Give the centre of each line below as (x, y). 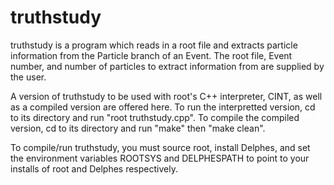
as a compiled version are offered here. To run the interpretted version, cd (163, 107)
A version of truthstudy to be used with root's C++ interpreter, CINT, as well (166, 96)
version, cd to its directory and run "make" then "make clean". (138, 128)
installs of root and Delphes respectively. (94, 168)
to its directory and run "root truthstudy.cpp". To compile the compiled (155, 117)
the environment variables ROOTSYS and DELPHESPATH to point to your (160, 158)
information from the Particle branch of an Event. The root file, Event (151, 55)
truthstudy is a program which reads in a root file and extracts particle (154, 45)
